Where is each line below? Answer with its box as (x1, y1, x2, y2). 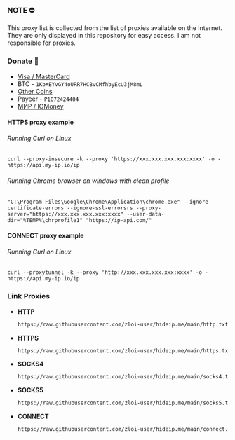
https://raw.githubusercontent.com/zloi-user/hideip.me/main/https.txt (17, 347, 231, 355)
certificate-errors (7, 205, 65, 212)
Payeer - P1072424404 (17, 95, 79, 103)
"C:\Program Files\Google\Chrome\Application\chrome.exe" (7, 198, 180, 205)
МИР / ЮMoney (17, 102, 65, 110)
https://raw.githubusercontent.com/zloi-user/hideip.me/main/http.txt (17, 321, 229, 328)
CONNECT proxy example (7, 231, 84, 240)
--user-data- (126, 210, 165, 218)
